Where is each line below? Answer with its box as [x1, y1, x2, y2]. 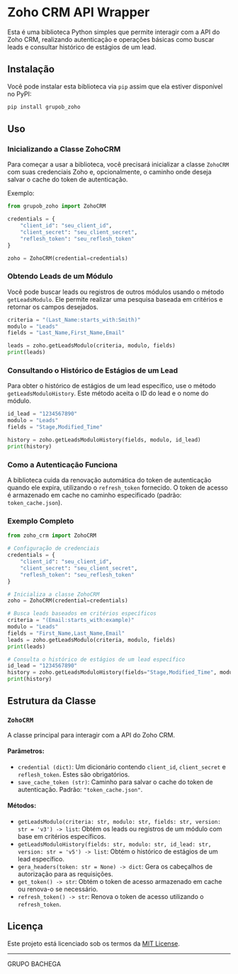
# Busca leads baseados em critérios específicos [7, 610, 157, 617]
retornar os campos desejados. [7, 302, 99, 311]
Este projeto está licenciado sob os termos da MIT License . [7, 939, 181, 948]
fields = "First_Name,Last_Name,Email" [7, 630, 125, 637]
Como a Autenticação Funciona [7, 460, 118, 470]
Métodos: [7, 801, 37, 810]
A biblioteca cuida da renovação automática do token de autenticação [7, 476, 212, 485]
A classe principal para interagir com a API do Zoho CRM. [7, 730, 176, 739]
